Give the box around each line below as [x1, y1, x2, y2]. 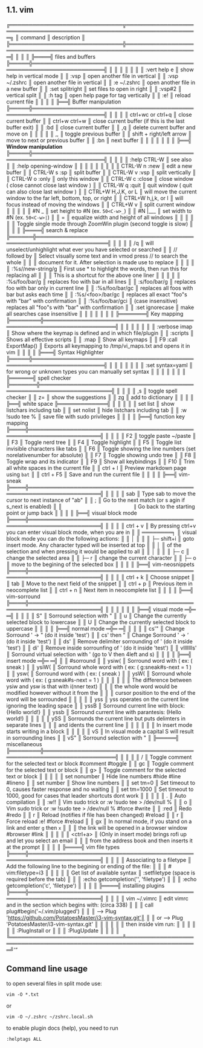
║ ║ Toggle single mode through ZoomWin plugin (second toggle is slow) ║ [6, 220, 193, 227]
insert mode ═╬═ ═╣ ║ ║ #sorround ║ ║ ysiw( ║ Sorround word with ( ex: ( [6, 657, 193, 664]
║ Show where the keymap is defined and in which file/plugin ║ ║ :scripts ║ [6, 329, 195, 336]
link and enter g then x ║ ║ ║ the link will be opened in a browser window [6, 824, 188, 831]
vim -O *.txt [6, 991, 39, 997]
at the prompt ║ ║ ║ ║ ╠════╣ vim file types [6, 843, 120, 850]
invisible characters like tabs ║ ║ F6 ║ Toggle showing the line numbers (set [6, 444, 196, 452]
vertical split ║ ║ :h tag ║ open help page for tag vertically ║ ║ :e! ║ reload [6, 91, 192, 99]
